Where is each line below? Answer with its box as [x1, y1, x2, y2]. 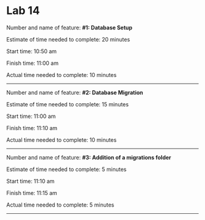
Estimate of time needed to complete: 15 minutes [6, 100, 129, 108]
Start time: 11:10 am [6, 177, 55, 185]
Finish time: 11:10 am [6, 124, 58, 131]
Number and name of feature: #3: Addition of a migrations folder [6, 153, 171, 161]
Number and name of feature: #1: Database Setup [6, 24, 133, 31]
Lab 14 [6, 4, 40, 18]
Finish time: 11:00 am [6, 59, 59, 67]
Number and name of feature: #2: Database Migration [6, 89, 143, 96]
